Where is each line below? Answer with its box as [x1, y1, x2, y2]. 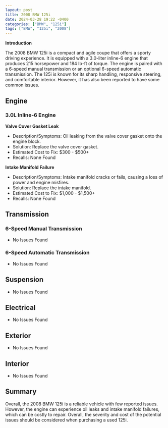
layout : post [5, 7, 33, 13]
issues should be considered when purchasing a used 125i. [5, 417, 128, 423]
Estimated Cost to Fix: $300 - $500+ [12, 149, 89, 155]
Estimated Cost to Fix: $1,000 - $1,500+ [12, 190, 95, 196]
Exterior [5, 331, 31, 340]
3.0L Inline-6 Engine [5, 112, 56, 119]
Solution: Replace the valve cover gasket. [12, 143, 99, 149]
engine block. [12, 138, 41, 144]
